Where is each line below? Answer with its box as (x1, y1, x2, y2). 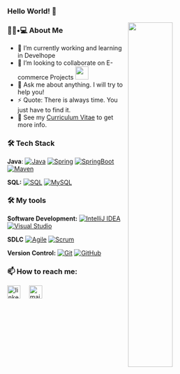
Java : (7, 157, 24, 165)
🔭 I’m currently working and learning (17, 44, 122, 52)
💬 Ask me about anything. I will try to (17, 80, 123, 89)
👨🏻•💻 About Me (7, 25, 63, 35)
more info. (17, 121, 47, 129)
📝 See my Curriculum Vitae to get (17, 113, 114, 121)
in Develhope (17, 52, 56, 60)
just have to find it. (17, 106, 71, 114)
